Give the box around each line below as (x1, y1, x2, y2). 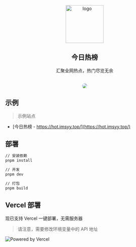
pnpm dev (5, 172, 24, 177)
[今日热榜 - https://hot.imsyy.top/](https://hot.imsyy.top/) (12, 124, 131, 130)
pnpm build (5, 186, 28, 191)
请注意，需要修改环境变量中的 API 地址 (17, 226, 98, 232)
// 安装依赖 (5, 153, 28, 158)
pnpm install (5, 158, 33, 163)
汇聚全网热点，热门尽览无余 (56, 68, 113, 74)
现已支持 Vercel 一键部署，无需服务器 (5, 215, 83, 221)
